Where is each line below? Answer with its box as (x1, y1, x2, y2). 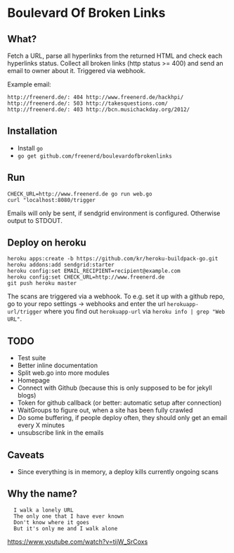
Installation (7, 125, 58, 137)
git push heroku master (7, 280, 77, 287)
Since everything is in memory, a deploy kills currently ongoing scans (17, 468, 219, 476)
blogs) (17, 391, 37, 400)
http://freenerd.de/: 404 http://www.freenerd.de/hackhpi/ (7, 94, 184, 101)
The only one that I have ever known (13, 512, 124, 520)
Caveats (7, 449, 44, 461)
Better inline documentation (17, 361, 98, 370)
